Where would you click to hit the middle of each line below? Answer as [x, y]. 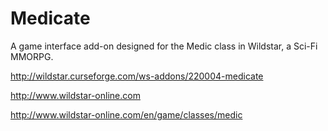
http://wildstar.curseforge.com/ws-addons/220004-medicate [137, 76]
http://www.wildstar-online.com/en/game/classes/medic [126, 114]
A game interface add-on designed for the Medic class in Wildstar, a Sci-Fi [164, 46]
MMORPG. [32, 56]
